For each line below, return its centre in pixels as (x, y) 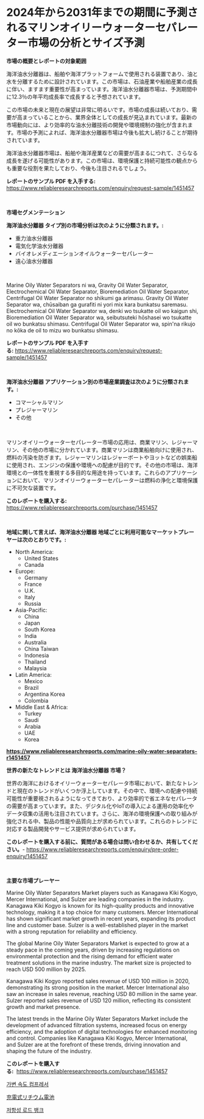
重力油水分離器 (34, 238)
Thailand (35, 662)
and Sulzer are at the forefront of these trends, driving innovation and (93, 1044)
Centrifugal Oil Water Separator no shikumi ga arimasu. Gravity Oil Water (97, 298)
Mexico (33, 681)
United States (41, 558)
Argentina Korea (44, 694)
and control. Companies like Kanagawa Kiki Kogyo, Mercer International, (97, 1038)
